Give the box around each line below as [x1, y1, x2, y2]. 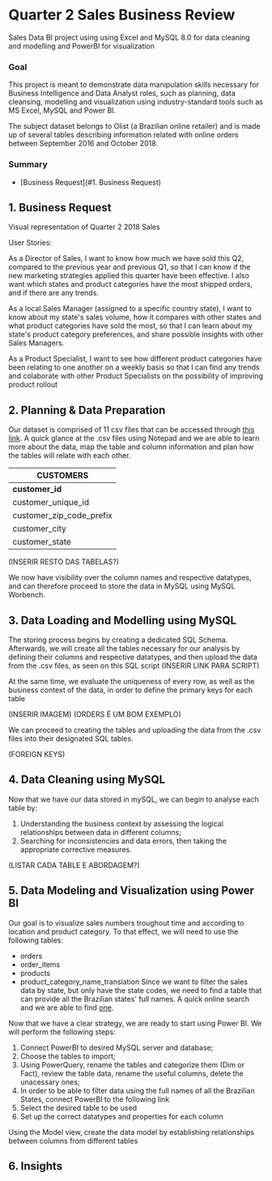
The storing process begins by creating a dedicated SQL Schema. [8, 635, 228, 644]
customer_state [12, 537, 71, 548]
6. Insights [8, 1159, 63, 1173]
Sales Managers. [8, 338, 65, 348]
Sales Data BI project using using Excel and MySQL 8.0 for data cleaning [8, 32, 250, 42]
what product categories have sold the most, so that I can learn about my [8, 321, 253, 331]
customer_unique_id [12, 497, 90, 508]
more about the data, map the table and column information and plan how [8, 442, 254, 451]
